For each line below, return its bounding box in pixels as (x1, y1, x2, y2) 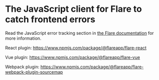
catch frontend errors (5, 14, 95, 25)
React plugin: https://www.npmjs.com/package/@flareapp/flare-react (5, 45, 147, 51)
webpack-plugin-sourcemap (5, 69, 63, 75)
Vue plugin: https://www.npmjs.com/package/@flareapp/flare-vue (5, 54, 140, 60)
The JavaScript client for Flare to (5, 3, 142, 15)
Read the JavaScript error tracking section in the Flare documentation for (5, 30, 154, 36)
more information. (5, 35, 41, 41)
